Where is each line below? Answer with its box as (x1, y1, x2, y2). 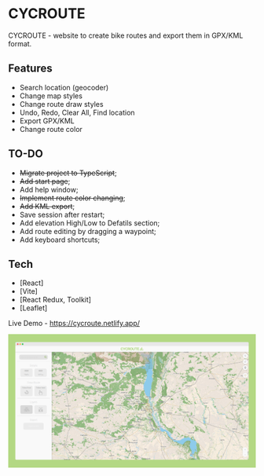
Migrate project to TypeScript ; (19, 168, 117, 178)
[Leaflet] (19, 303, 48, 313)
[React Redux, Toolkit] (19, 295, 92, 305)
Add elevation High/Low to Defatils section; (19, 218, 160, 228)
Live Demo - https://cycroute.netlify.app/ (8, 319, 140, 328)
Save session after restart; (19, 210, 105, 219)
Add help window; (19, 185, 79, 194)
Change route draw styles (19, 99, 104, 108)
